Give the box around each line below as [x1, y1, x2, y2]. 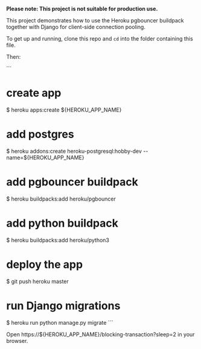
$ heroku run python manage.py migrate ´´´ [6, 319, 113, 326]
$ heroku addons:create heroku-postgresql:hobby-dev [6, 147, 142, 155]
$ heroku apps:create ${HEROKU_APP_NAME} [6, 106, 122, 113]
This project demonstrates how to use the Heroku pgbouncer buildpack [6, 17, 184, 24]
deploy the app [6, 258, 83, 271]
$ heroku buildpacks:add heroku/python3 [6, 236, 110, 244]
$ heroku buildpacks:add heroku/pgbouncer [6, 195, 116, 202]
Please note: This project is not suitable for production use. [6, 5, 158, 12]
